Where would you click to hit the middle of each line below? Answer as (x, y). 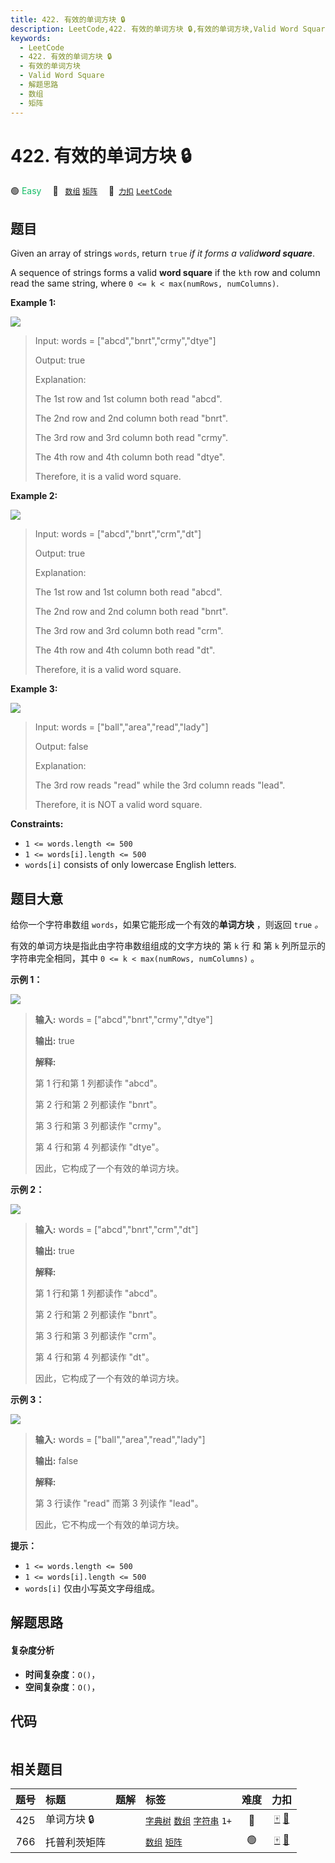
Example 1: (33, 303)
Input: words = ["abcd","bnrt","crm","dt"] (118, 534)
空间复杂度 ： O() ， (62, 1687)
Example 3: (34, 689)
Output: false (61, 747)
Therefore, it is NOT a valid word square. (118, 805)
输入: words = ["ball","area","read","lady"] (120, 1440)
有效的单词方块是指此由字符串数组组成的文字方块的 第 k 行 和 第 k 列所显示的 (168, 946)
